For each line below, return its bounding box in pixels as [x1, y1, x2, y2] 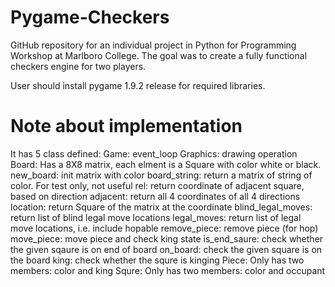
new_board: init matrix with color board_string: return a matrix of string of [10, 169, 313, 181]
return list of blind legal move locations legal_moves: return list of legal [10, 211, 302, 223]
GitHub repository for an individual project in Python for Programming [10, 39, 297, 51]
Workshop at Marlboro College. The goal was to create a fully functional [10, 49, 308, 61]
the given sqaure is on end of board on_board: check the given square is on [10, 243, 323, 255]
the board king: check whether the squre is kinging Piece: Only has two [10, 254, 305, 266]
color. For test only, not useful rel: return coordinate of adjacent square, [10, 179, 305, 191]
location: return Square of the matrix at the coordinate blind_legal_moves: [10, 201, 313, 213]
